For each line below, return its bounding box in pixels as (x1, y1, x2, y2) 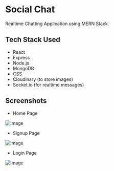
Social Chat (5, 4, 55, 15)
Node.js (12, 60, 30, 66)
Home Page (12, 110, 38, 116)
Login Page (12, 149, 37, 156)
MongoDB (12, 65, 34, 71)
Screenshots (5, 96, 47, 105)
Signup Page (12, 130, 40, 136)
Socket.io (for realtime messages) (12, 81, 84, 88)
